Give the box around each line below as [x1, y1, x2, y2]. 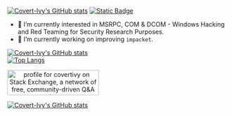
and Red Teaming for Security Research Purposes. [17, 28, 165, 36]
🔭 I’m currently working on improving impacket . [17, 35, 153, 43]
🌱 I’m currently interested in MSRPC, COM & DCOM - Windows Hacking [17, 20, 225, 28]
